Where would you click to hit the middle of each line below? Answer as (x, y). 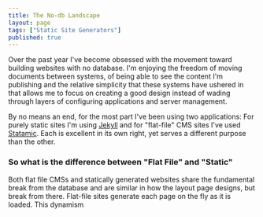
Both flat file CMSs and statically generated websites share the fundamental (131, 179)
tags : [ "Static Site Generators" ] (65, 30)
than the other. (32, 142)
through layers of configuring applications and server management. (118, 101)
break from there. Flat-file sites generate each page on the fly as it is (119, 196)
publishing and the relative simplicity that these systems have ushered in (126, 85)
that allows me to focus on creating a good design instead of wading (119, 93)
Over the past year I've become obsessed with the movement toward (120, 60)
